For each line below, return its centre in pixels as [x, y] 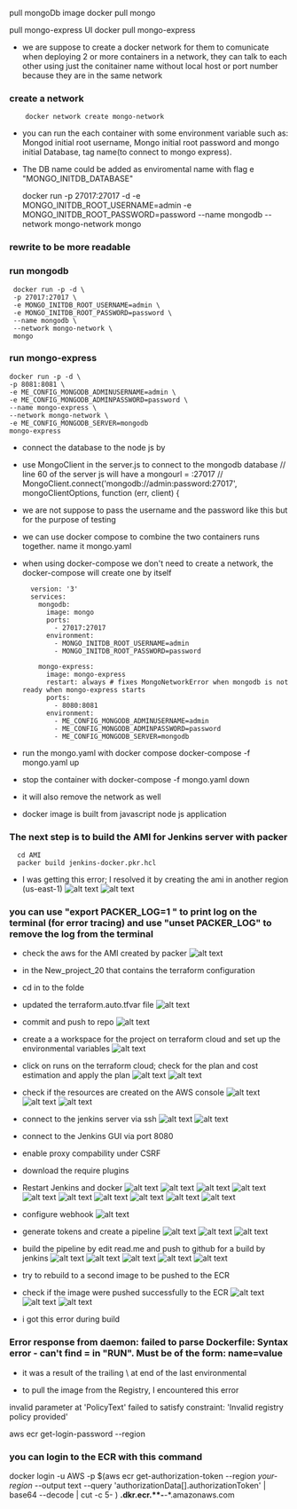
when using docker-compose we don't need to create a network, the [148, 563]
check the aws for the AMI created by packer [105, 954]
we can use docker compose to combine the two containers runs [141, 537]
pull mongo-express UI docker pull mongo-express [102, 30]
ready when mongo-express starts [84, 690]
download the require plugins [75, 1171]
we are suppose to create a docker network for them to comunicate [145, 47]
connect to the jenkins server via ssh [89, 1119]
